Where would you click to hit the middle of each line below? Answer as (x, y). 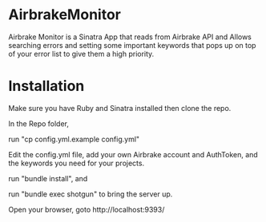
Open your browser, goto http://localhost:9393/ (87, 209)
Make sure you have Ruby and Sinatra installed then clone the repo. (120, 108)
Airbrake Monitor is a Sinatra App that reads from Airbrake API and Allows (130, 37)
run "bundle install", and (48, 178)
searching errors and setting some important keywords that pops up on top (132, 45)
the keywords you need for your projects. (77, 163)
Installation (46, 86)
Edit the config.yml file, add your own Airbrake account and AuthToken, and (133, 154)
